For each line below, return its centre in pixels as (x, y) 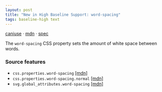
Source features (25, 62)
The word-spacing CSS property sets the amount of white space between (81, 43)
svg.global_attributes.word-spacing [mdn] (58, 83)
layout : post (19, 10)
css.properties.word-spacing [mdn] (50, 73)
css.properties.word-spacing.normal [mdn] (58, 78)
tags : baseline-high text (32, 19)
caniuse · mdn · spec (27, 34)
